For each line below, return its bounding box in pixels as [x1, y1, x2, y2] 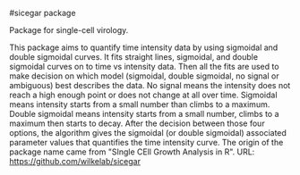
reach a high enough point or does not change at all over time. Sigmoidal [9, 89, 278, 100]
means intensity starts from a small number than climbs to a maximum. [9, 99, 270, 110]
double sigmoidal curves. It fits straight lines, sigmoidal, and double [9, 52, 258, 62]
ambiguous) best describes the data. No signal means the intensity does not [9, 80, 291, 90]
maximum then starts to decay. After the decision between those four [9, 118, 266, 129]
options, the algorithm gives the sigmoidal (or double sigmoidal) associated [9, 128, 287, 137]
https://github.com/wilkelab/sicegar [9, 156, 141, 166]
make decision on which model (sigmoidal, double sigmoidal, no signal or [9, 71, 279, 81]
